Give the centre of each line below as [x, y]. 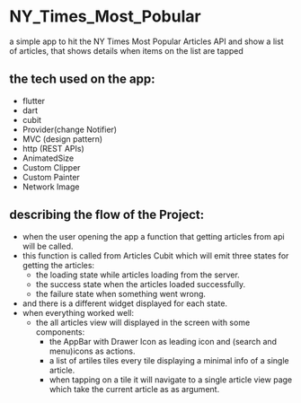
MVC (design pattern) [62, 139]
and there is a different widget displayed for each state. [124, 303]
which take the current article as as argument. [134, 389]
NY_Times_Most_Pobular [105, 17]
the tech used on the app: [82, 79]
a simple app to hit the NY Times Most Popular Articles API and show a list [147, 41]
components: [60, 332]
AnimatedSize [48, 158]
